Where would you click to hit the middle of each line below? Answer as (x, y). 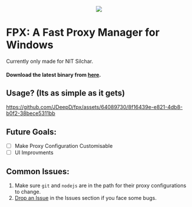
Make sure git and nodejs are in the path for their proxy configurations (100, 186)
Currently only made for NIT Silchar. (50, 61)
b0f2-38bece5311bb (31, 113)
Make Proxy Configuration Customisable (64, 146)
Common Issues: (38, 172)
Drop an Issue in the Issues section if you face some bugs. (86, 198)
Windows (30, 45)
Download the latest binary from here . (54, 74)
